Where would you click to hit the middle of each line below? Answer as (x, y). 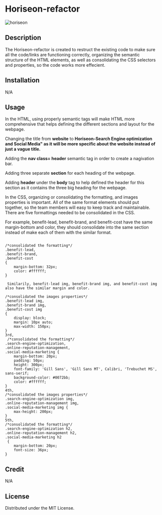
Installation (22, 81)
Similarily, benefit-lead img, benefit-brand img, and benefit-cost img (82, 284)
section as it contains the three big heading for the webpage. (66, 188)
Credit (15, 469)
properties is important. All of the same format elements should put (72, 202)
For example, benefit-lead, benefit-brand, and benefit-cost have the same (79, 222)
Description (23, 38)
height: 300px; (29, 365)
